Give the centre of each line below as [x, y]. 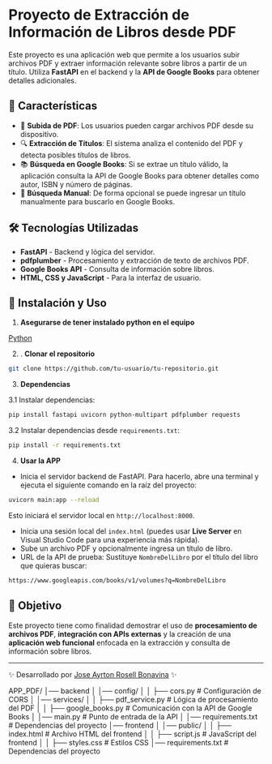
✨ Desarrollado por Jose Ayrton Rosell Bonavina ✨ [93, 674]
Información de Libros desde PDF [122, 32]
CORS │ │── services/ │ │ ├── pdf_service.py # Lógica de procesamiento [134, 699]
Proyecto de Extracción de [99, 15]
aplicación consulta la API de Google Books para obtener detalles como [140, 175]
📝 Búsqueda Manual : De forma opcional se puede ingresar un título [133, 193]
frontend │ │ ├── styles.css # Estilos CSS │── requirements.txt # [119, 742]
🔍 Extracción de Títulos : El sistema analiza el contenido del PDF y [131, 143]
